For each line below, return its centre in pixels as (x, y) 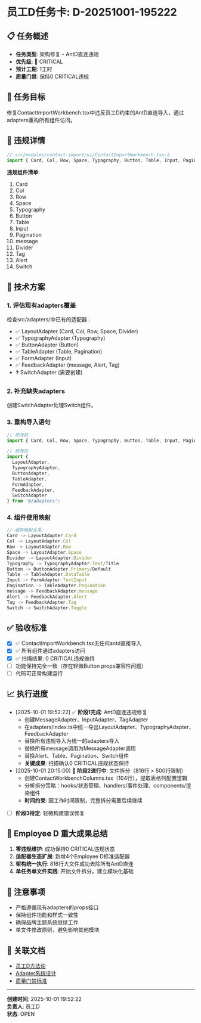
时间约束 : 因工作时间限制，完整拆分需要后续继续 (83, 800)
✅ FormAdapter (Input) (44, 358)
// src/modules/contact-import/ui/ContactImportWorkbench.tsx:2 (88, 155)
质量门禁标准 (31, 981)
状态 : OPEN (21, 1014)
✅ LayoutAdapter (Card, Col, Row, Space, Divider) (77, 331)
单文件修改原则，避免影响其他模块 (57, 930)
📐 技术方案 (26, 287)
